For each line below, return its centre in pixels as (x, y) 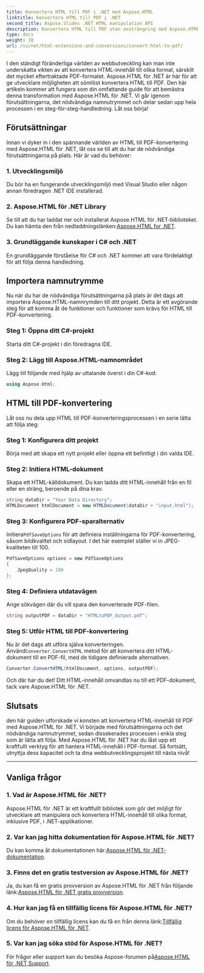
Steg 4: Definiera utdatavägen (52, 591)
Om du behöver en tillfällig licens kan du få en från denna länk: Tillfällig (94, 921)
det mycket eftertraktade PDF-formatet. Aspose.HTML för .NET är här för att (102, 76)
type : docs (20, 35)
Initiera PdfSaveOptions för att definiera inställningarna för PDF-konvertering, (101, 535)
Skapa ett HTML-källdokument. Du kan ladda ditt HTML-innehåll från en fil (99, 482)
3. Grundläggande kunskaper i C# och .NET (71, 242)
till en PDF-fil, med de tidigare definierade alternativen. (101, 658)
